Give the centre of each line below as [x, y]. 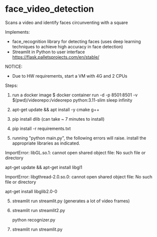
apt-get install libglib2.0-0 [31, 191]
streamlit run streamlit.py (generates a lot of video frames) [71, 201]
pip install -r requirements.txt [41, 129]
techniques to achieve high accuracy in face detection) [67, 46]
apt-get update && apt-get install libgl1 [44, 167]
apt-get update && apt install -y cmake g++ [56, 109]
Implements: [18, 32]
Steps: [11, 85]
